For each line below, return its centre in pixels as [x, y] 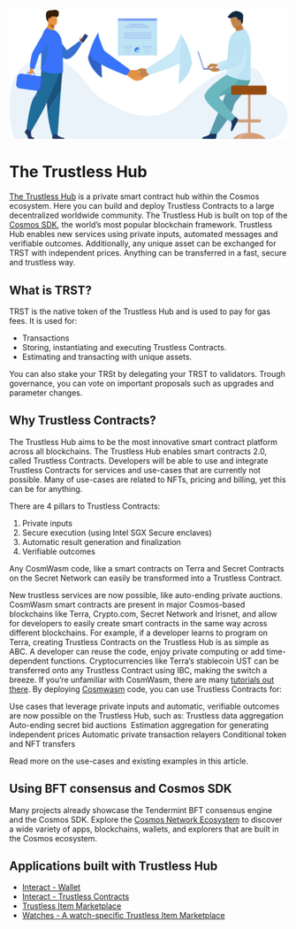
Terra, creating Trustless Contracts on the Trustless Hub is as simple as [139, 641]
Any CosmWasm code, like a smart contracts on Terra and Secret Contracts [147, 568]
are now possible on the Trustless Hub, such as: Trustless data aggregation [147, 715]
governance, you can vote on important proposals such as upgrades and [141, 384]
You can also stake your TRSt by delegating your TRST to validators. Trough [147, 374]
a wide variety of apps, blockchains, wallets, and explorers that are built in [144, 829]
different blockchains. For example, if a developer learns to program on [138, 633]
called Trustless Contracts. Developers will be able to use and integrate [139, 460]
